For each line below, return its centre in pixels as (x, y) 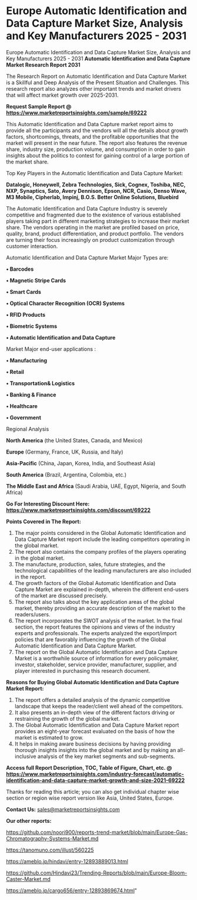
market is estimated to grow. (49, 737)
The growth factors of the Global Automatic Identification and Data (95, 583)
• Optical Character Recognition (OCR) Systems (66, 303)
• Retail (15, 372)
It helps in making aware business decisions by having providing (93, 744)
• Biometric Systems (32, 326)
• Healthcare (22, 406)
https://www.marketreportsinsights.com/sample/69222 (76, 113)
